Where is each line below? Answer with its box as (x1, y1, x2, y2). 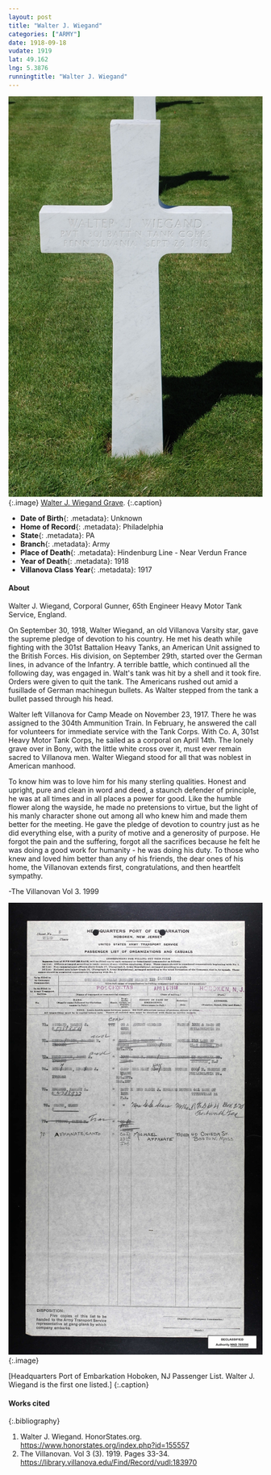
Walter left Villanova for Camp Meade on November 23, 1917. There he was (8, 709, 256, 719)
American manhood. (8, 761, 77, 771)
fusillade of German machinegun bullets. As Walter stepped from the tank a (8, 685, 259, 695)
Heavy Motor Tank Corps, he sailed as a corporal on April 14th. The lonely (8, 735, 254, 745)
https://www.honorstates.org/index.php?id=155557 (19, 1440, 190, 1450)
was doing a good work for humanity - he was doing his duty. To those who (8, 845, 260, 854)
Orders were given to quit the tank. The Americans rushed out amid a (8, 676, 239, 686)
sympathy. (8, 871, 44, 880)
